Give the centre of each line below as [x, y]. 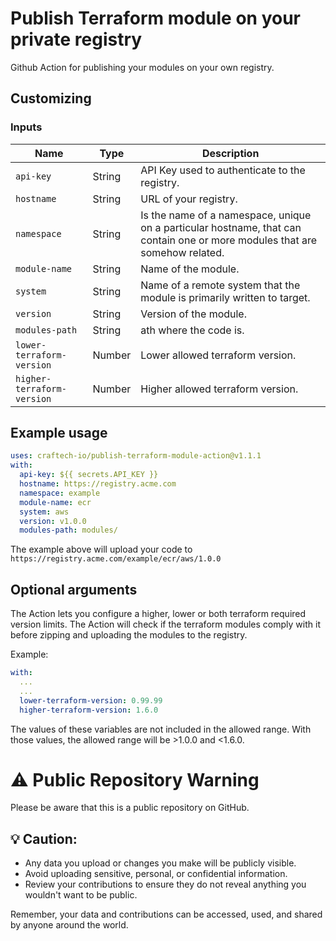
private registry [76, 39]
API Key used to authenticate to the [223, 170]
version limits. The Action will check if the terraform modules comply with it [165, 624]
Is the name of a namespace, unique [226, 215]
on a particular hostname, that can [221, 227]
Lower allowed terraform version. [218, 355]
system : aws [44, 512]
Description [230, 153]
